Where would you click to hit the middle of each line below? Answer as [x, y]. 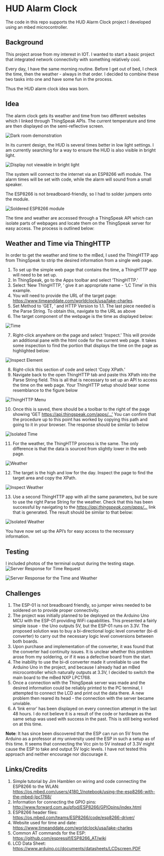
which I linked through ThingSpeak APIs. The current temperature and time [81, 121]
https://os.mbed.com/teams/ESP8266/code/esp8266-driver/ [73, 817]
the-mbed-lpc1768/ [32, 797]
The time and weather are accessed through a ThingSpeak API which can [79, 218]
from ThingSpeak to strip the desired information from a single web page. [79, 261]
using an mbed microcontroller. [37, 27]
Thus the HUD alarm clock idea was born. [47, 89]
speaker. [14, 184]
